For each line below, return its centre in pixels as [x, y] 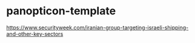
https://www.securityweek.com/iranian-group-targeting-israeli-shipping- [97, 27]
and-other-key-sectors [35, 33]
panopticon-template [61, 11]
